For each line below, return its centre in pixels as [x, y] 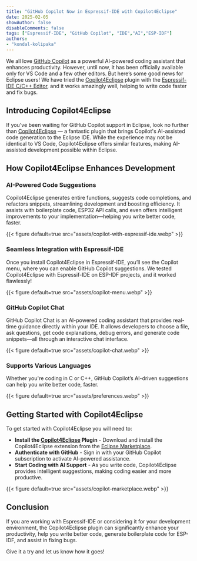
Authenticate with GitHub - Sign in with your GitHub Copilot [88, 452]
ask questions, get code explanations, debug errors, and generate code [93, 332]
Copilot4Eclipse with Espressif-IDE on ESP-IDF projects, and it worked [91, 274]
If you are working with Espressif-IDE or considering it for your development [98, 521]
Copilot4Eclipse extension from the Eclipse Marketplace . [83, 446]
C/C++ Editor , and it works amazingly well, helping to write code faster [101, 86]
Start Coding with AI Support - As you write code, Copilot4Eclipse [96, 465]
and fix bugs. [22, 92]
